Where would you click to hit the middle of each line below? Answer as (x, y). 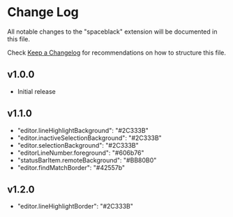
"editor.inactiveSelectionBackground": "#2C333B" (89, 138)
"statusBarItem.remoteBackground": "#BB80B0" (87, 160)
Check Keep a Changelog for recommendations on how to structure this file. (117, 52)
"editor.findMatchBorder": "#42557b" (71, 167)
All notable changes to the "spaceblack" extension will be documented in (112, 31)
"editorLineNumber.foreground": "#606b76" (81, 153)
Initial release (36, 91)
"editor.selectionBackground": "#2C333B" (78, 145)
